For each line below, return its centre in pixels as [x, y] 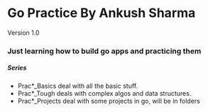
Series [17, 68]
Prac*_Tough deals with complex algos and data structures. [104, 93]
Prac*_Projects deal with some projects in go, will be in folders [109, 101]
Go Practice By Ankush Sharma [102, 13]
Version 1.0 [23, 33]
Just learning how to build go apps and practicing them [104, 51]
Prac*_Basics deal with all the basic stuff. [78, 86]
